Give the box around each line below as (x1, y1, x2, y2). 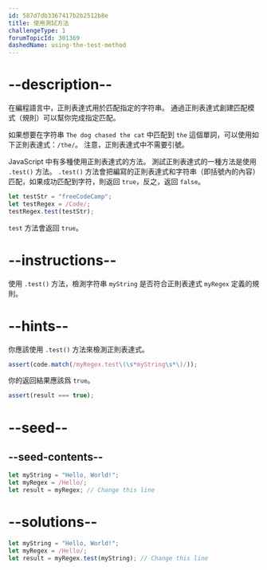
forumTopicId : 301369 (8, 33, 80, 42)
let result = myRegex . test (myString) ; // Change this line (8, 554, 209, 562)
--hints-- (8, 316, 69, 335)
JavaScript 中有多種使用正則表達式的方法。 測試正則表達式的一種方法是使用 (8, 157, 257, 167)
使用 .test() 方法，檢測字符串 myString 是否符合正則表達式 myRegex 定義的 (8, 278, 253, 288)
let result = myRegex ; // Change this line (8, 486, 155, 494)
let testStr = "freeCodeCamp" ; (8, 193, 112, 201)
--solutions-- (8, 513, 98, 531)
